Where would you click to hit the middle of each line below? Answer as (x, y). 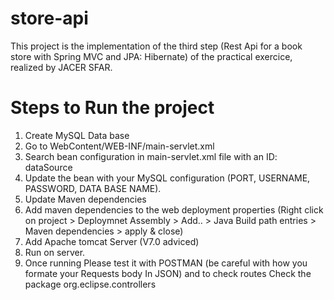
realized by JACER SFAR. (61, 67)
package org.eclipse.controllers (90, 284)
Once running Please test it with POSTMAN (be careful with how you (166, 263)
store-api (49, 18)
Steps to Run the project (112, 108)
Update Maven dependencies (85, 199)
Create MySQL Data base (77, 135)
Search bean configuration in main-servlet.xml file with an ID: (151, 156)
